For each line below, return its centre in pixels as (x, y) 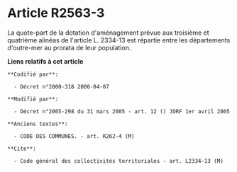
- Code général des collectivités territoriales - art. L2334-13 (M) (118, 161)
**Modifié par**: (33, 99)
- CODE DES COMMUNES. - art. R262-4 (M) (74, 136)
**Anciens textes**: (38, 124)
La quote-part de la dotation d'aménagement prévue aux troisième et (108, 33)
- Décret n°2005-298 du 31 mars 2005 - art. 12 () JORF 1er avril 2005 (122, 111)
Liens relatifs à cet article (45, 61)
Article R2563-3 (56, 13)
